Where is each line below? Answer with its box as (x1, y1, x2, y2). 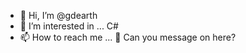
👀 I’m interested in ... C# (19, 20, 119, 32)
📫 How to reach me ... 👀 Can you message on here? (19, 31, 237, 43)
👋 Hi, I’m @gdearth (19, 10, 98, 21)
